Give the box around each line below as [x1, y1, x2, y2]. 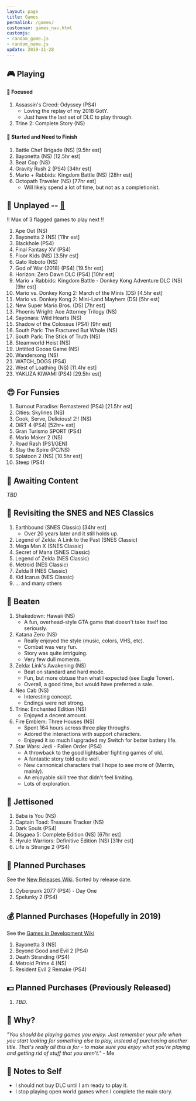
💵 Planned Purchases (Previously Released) [6, 983, 171, 993]
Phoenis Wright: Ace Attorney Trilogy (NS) [15, 308, 118, 315]
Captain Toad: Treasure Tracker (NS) [15, 818, 104, 825]
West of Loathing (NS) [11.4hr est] [15, 364, 97, 371]
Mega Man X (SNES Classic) [15, 542, 84, 549]
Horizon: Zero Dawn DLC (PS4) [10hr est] [15, 271, 115, 278]
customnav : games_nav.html [6, 25, 73, 31]
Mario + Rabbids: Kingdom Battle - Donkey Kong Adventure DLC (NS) [15, 277, 183, 284]
